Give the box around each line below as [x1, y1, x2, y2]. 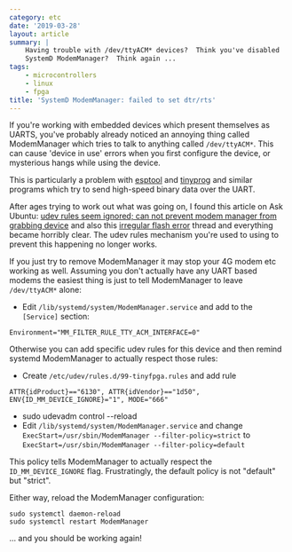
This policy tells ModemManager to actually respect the [9, 456, 213, 467]
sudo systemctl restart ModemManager [9, 517, 149, 526]
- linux [25, 79, 53, 88]
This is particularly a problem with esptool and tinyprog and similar [9, 175, 253, 185]
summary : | [9, 37, 50, 47]
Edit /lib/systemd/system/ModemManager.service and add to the [21, 302, 253, 312]
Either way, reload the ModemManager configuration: [9, 493, 205, 503]
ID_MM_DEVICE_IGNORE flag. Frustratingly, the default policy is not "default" [9, 466, 276, 477]
